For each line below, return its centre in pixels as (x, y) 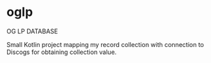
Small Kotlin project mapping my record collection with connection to (105, 44)
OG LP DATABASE (32, 31)
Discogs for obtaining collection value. (62, 52)
